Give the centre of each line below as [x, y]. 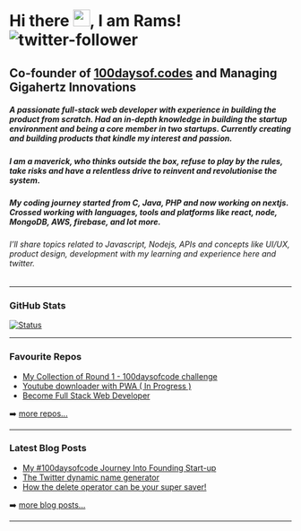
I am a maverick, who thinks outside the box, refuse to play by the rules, [146, 161]
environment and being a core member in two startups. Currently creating [150, 129]
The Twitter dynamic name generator [90, 477]
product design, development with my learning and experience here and [143, 254]
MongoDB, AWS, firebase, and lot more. [85, 222]
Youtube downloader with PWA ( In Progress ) [107, 386]
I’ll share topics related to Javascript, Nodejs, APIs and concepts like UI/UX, [150, 244]
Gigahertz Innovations [73, 87]
